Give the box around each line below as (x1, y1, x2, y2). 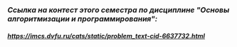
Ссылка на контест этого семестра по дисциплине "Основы (7, 5, 230, 15)
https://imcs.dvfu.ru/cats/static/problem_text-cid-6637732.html (7, 31, 205, 40)
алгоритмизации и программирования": (7, 14, 158, 23)
